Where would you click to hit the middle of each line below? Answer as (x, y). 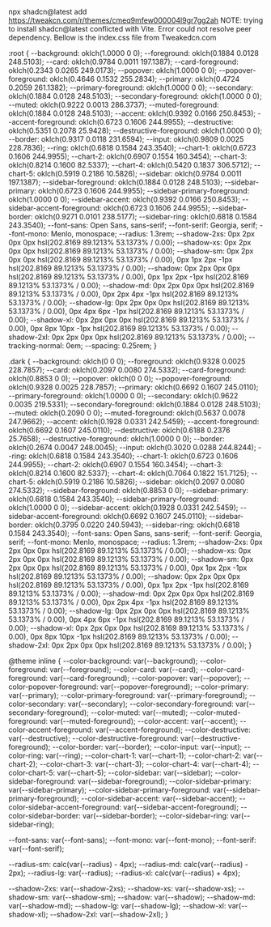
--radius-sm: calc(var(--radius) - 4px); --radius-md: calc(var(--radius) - (129, 864)
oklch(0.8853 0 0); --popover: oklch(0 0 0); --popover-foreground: (120, 378)
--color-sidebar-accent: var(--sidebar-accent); (159, 798)
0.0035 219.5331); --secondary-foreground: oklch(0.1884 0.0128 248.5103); (135, 404)
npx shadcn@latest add (48, 12)
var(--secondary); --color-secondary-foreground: (151, 704)
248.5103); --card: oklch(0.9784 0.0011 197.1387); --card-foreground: (123, 62)
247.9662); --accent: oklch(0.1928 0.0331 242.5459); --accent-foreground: (134, 421)
